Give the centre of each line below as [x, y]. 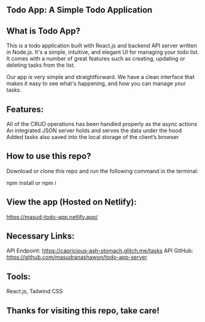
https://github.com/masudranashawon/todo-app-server [77, 257]
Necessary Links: [41, 236]
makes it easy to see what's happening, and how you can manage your [96, 84]
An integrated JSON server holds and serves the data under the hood [94, 130]
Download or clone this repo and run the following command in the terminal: [102, 171]
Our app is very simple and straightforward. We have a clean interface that [101, 77]
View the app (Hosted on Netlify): [72, 202]
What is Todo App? [44, 31]
